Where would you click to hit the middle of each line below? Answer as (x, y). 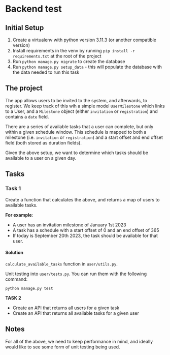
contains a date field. (27, 116)
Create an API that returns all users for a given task (66, 308)
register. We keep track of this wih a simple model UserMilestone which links (85, 106)
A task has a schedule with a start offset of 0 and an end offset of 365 (86, 230)
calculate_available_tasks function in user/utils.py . (61, 264)
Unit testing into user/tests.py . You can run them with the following (76, 274)
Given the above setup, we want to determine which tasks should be (77, 153)
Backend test (33, 9)
